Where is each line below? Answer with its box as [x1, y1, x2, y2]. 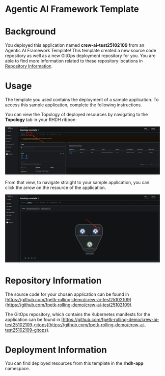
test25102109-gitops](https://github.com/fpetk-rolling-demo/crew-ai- [5, 321, 146, 328]
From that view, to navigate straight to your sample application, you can [5, 180, 150, 186]
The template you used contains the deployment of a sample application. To [5, 97, 159, 103]
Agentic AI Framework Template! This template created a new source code [5, 48, 156, 54]
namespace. [5, 366, 30, 372]
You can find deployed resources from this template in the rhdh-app [5, 360, 144, 366]
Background [5, 26, 56, 37]
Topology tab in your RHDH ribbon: [5, 117, 77, 123]
